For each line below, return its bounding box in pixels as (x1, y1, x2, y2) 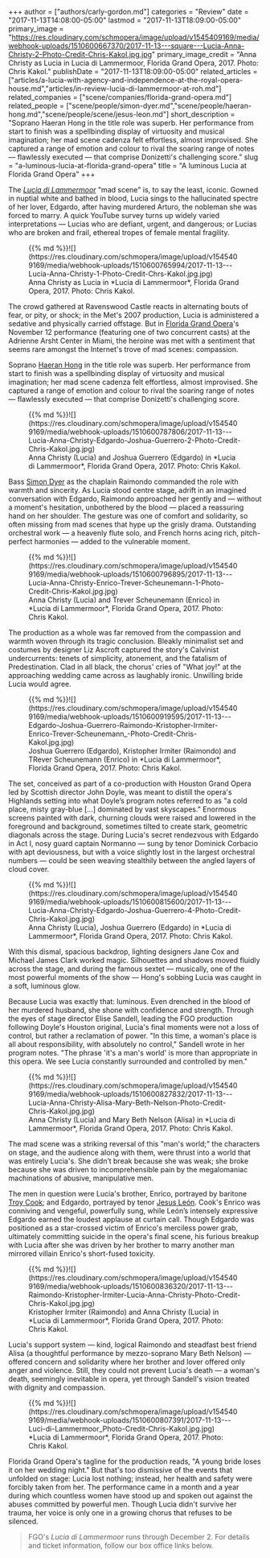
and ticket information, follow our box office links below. (27, 1541, 214, 1550)
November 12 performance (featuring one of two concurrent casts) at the (8, 328, 251, 337)
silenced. (8, 1517, 39, 1526)
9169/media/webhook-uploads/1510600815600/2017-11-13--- (28, 897, 232, 907)
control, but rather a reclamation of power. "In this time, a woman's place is (8, 1031, 257, 1040)
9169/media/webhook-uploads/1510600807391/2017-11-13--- (28, 1415, 231, 1424)
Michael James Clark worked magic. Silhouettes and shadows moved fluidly (8, 956, 260, 965)
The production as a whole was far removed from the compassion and (8, 628, 241, 637)
